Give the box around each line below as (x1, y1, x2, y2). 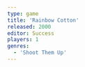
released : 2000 (7, 23, 52, 30)
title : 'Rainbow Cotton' (7, 17, 79, 24)
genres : (7, 43, 30, 50)
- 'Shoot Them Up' (13, 50, 68, 57)
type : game (7, 10, 39, 17)
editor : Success (7, 29, 54, 37)
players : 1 (7, 36, 39, 43)
